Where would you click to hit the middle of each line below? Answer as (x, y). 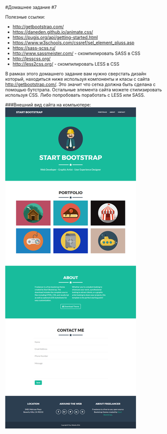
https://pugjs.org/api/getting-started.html (55, 37)
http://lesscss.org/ (32, 59)
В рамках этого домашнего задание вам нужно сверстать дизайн (76, 74)
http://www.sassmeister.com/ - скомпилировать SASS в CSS (76, 53)
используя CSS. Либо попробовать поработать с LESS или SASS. (75, 95)
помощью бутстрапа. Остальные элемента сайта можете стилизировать (83, 90)
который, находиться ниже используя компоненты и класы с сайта (77, 79)
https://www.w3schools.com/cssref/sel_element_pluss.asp (73, 43)
